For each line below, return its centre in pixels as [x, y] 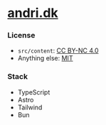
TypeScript [34, 92]
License [21, 36]
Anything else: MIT [45, 58]
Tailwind [30, 107]
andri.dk [33, 13]
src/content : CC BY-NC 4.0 [58, 50]
